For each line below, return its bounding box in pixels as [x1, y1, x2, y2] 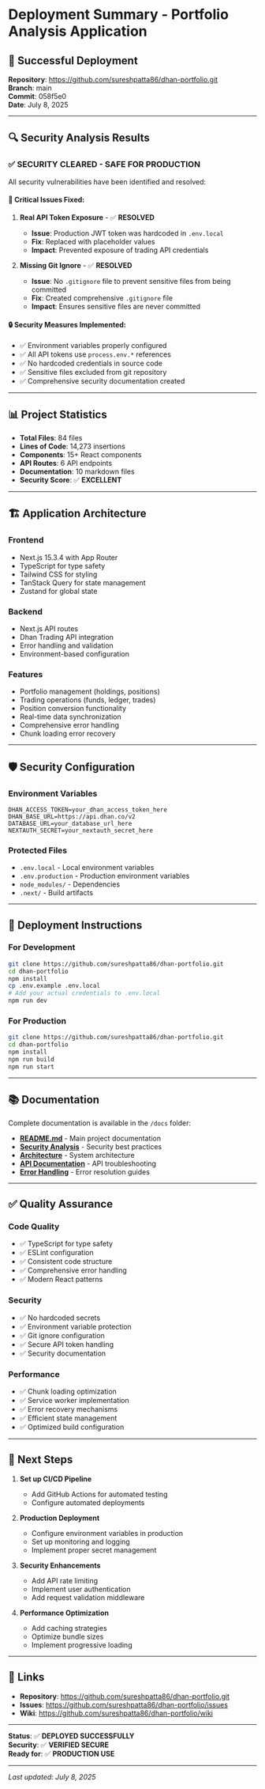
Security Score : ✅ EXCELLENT [19, 475, 122, 484]
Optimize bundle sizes [31, 1632, 104, 1641]
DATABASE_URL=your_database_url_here [8, 819, 132, 827]
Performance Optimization [19, 1608, 109, 1617]
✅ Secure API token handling [19, 1339, 114, 1349]
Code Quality [8, 1220, 60, 1231]
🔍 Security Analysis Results [8, 131, 150, 145]
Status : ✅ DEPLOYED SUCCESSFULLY [8, 1730, 135, 1741]
